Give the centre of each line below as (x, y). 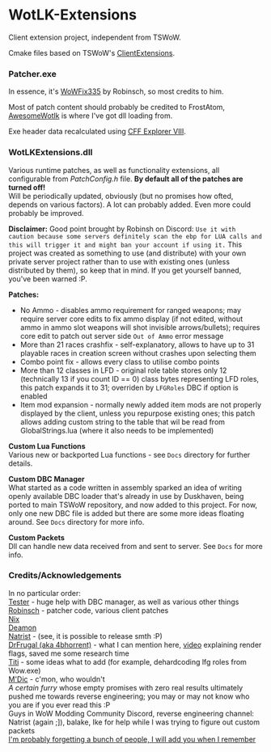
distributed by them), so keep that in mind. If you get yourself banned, (125, 270)
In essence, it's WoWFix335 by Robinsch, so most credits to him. (116, 91)
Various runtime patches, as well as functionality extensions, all (114, 170)
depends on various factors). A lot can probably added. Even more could (130, 205)
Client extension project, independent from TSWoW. (95, 37)
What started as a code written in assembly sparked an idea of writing (125, 488)
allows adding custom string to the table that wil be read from (122, 421)
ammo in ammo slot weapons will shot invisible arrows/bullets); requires (140, 327)
